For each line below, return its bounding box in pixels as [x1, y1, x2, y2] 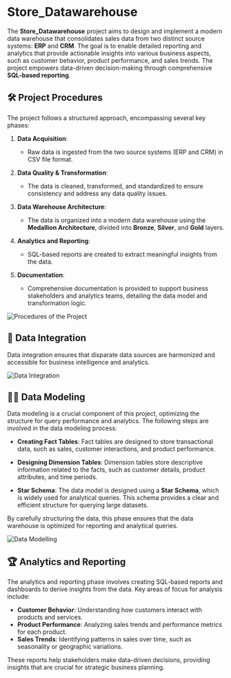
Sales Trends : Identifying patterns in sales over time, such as [17, 635, 192, 643]
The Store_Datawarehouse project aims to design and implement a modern [7, 27, 223, 35]
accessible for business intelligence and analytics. [7, 358, 150, 366]
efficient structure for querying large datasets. [17, 501, 149, 510]
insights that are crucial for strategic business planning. [7, 664, 165, 672]
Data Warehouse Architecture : [17, 202, 107, 211]
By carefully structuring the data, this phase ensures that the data [7, 514, 194, 523]
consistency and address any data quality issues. [27, 189, 168, 197]
